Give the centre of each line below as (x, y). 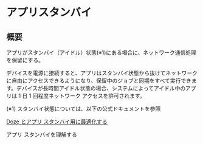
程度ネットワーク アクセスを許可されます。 (91, 96)
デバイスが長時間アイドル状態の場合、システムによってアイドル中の (101, 88)
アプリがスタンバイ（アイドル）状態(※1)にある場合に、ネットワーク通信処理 (101, 53)
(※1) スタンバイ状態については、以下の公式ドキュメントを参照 (84, 109)
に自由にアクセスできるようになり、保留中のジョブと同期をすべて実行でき (99, 81)
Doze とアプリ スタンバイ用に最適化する (57, 122)
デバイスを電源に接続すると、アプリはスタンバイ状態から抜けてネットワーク (102, 73)
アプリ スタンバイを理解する (42, 135)
